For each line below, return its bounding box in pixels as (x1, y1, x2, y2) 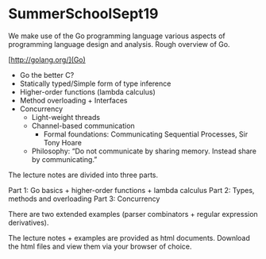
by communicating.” (31, 154, 98, 164)
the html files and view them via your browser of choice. (8, 242, 192, 251)
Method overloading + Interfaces (19, 95, 128, 105)
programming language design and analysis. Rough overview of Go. (8, 39, 230, 48)
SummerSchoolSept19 (8, 5, 159, 23)
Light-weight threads (31, 112, 101, 122)
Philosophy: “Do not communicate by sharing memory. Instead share (31, 146, 256, 156)
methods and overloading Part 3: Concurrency (8, 194, 160, 203)
